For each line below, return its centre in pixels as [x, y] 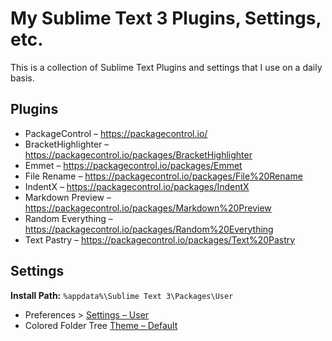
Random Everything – [68, 218]
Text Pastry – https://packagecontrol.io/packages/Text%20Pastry [160, 239]
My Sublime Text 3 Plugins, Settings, [166, 18]
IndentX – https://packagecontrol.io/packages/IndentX [137, 186]
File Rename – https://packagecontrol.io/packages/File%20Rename [163, 176]
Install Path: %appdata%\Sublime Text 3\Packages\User [122, 295]
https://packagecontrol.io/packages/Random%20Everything [149, 229]
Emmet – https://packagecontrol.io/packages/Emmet [133, 165]
